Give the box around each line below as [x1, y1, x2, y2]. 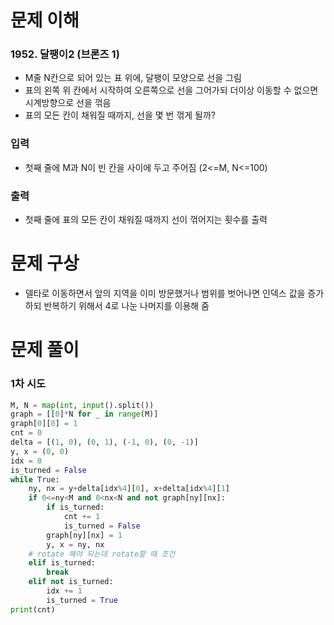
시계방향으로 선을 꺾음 [24, 97, 112, 109]
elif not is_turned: [28, 577, 114, 587]
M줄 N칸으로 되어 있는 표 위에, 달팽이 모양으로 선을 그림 [24, 72, 242, 84]
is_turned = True [46, 595, 118, 605]
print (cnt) [10, 604, 56, 615]
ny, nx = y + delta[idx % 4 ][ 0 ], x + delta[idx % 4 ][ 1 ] [28, 484, 230, 494]
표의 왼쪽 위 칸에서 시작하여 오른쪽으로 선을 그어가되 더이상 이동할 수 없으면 [24, 84, 319, 96]
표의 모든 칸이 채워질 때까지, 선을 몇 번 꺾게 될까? [24, 109, 217, 121]
